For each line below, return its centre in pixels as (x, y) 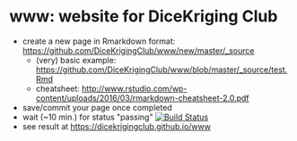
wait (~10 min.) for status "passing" (87, 117)
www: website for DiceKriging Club (144, 17)
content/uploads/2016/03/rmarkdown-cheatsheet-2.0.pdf (142, 98)
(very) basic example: (76, 60)
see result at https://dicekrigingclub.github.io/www (116, 126)
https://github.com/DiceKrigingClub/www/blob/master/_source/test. (162, 70)
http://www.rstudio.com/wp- (135, 88)
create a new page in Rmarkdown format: (99, 41)
